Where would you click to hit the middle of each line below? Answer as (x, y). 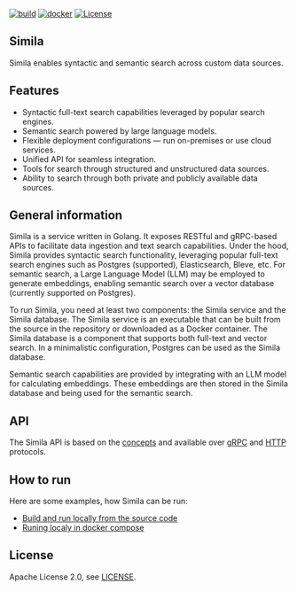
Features (34, 91)
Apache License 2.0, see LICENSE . (73, 577)
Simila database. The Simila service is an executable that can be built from (145, 320)
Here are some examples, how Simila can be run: (98, 502)
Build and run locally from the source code (100, 518)
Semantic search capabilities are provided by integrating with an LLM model (148, 374)
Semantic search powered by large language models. (119, 131)
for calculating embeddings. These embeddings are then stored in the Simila (148, 384)
